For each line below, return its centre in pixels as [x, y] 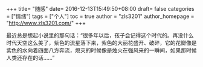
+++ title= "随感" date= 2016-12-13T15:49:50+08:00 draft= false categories [100, 9]
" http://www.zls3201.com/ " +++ [46, 23]
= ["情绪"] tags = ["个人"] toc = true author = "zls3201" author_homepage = [100, 16]
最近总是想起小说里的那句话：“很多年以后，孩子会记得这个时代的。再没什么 [100, 35]
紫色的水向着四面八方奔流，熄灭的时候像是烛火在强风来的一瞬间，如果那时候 [101, 50]
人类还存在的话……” [31, 58]
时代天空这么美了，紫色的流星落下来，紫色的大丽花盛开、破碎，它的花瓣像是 [101, 43]
